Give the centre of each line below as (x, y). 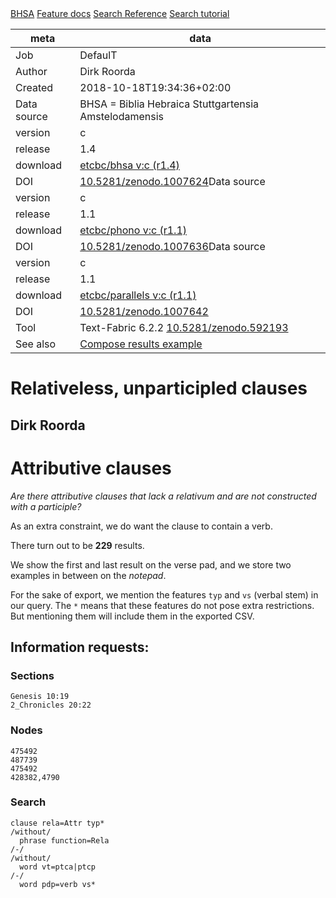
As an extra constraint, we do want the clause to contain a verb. (141, 526)
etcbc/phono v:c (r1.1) (133, 230)
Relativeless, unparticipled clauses (159, 388)
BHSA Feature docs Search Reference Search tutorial (120, 13)
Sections (32, 675)
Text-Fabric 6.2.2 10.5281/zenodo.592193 (184, 327)
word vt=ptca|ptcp (58, 867)
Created (34, 87)
